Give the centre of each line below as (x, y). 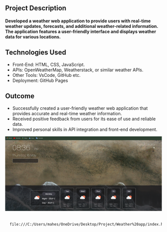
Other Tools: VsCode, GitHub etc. (46, 75)
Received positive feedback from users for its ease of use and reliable (84, 119)
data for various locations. (33, 36)
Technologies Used (36, 53)
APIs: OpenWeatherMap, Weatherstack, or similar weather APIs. (78, 70)
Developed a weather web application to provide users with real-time (78, 21)
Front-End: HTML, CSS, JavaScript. (48, 64)
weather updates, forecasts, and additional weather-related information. (82, 26)
